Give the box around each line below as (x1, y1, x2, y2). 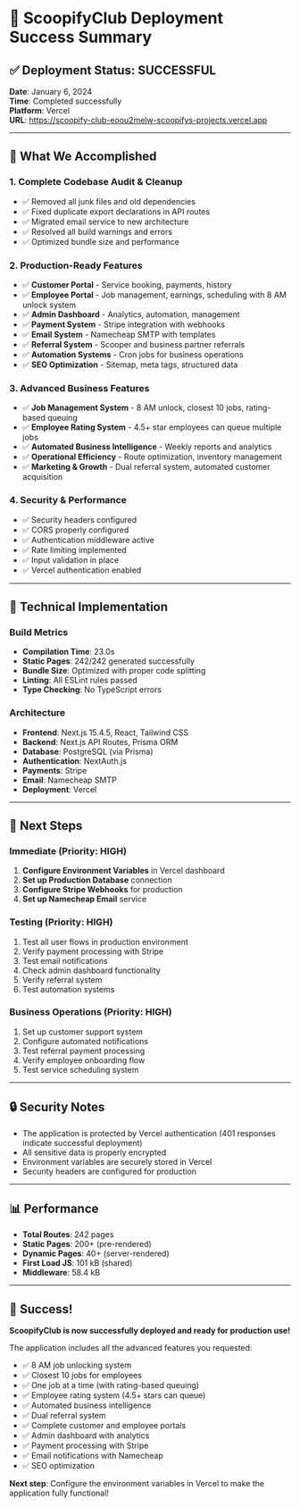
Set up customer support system (21, 1026, 144, 1037)
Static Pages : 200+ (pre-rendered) (21, 1239, 152, 1250)
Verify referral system (21, 974, 103, 985)
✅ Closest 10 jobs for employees (21, 1370, 143, 1381)
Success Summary (9, 27, 153, 47)
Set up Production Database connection (21, 875, 172, 885)
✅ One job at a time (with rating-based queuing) (21, 1380, 199, 1391)
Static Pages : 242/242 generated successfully (21, 656, 195, 666)
